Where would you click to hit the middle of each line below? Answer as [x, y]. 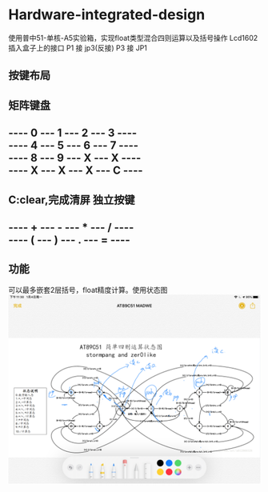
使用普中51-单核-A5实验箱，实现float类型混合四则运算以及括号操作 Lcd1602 [133, 38]
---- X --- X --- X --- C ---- [76, 171]
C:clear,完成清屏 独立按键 [72, 200]
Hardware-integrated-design [107, 15]
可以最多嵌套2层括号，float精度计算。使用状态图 [88, 290]
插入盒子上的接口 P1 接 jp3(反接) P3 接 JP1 [78, 48]
